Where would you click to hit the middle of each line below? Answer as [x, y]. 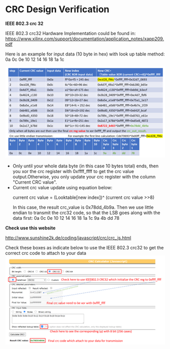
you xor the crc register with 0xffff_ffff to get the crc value [73, 171]
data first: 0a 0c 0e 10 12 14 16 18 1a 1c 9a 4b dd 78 [66, 218]
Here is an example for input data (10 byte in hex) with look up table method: [85, 54]
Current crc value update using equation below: [62, 188]
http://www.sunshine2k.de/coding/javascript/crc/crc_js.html [68, 238]
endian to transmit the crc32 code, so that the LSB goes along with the [87, 213]
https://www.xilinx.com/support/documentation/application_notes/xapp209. [85, 39]
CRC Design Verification [57, 9]
